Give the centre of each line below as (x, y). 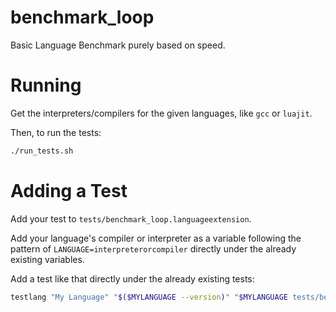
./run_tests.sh (42, 151)
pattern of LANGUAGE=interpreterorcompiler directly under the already (153, 248)
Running (46, 85)
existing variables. (47, 259)
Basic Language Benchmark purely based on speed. (118, 45)
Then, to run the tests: (56, 132)
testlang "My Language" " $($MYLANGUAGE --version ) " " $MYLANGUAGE (149, 297)
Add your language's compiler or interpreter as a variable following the (156, 238)
